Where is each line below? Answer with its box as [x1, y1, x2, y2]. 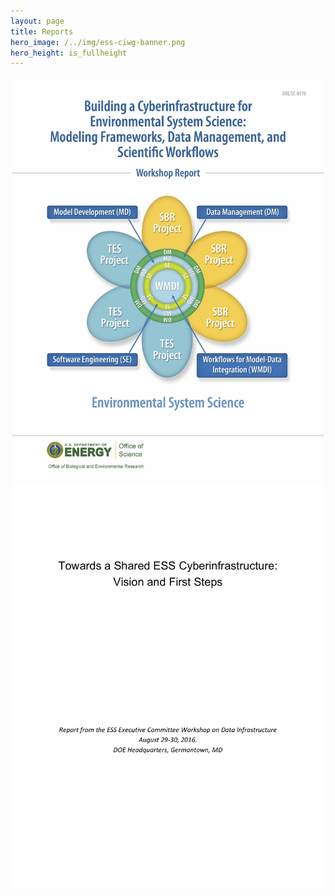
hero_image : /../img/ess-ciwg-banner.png [10, 37, 186, 47]
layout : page [10, 16, 65, 26]
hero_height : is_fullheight [10, 48, 128, 58]
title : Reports [10, 26, 74, 37]
